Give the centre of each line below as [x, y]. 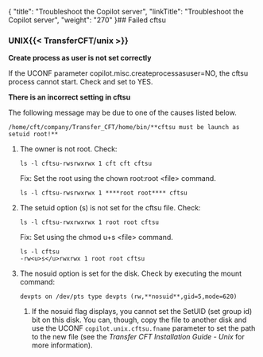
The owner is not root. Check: [68, 149]
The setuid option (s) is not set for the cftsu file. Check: [110, 208]
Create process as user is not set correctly [80, 58]
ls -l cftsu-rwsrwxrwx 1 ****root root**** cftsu [104, 193]
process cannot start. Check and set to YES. [81, 82]
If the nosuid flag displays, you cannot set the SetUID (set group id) [142, 312]
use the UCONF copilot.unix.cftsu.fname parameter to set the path [143, 328]
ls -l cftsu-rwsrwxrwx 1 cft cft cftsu [86, 164]
